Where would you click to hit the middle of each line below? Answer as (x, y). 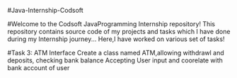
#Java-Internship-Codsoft (45, 10)
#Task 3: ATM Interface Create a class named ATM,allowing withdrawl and (116, 53)
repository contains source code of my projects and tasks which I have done (119, 32)
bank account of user (39, 68)
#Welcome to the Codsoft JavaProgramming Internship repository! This (111, 24)
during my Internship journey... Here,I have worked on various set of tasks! (116, 39)
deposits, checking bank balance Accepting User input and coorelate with (115, 60)
